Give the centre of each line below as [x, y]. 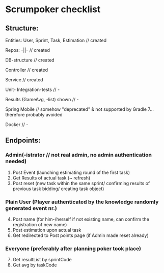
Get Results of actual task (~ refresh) [51, 178]
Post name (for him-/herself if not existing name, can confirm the [81, 219]
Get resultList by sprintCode [42, 260]
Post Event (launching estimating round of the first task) [71, 172]
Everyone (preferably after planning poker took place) [73, 249]
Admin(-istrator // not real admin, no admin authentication [78, 155]
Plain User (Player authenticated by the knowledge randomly [82, 202]
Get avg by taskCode [35, 265]
